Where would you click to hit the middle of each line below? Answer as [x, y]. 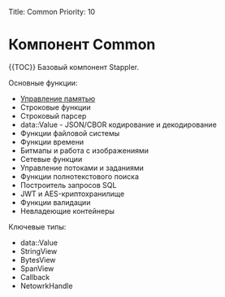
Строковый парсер [53, 116]
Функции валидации [55, 202]
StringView [39, 251]
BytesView [38, 260]
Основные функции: [43, 83]
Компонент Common [82, 45]
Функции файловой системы [70, 133]
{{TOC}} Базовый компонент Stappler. [74, 67]
